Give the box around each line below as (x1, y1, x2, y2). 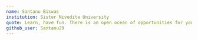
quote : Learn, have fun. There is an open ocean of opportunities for (6, 19, 183, 25)
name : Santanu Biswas (6, 8, 60, 15)
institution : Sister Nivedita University (6, 14, 110, 20)
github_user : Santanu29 (6, 25, 65, 31)
